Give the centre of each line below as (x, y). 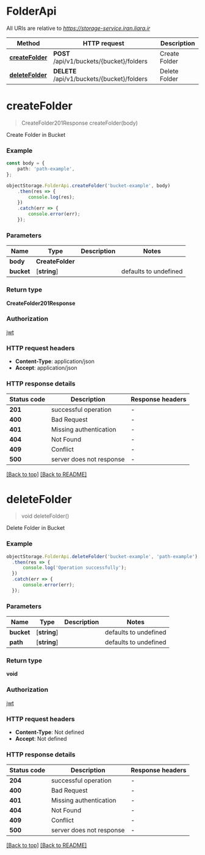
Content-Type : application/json (55, 361)
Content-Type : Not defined (49, 732)
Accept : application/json (46, 368)
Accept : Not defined (41, 738)
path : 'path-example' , (46, 169)
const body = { (26, 163)
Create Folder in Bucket (36, 134)
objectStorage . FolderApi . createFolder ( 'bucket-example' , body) (88, 185)
